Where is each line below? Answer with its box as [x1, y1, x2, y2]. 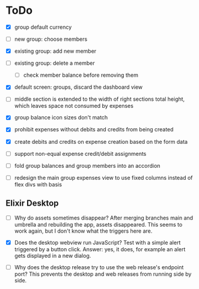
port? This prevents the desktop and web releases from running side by [14, 270, 192, 278]
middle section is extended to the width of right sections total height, [14, 95, 185, 103]
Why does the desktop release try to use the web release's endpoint [14, 263, 184, 270]
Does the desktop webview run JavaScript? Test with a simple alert [14, 239, 181, 246]
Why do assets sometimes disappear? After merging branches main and [14, 214, 194, 221]
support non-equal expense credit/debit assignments [14, 150, 147, 157]
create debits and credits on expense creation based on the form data [14, 138, 188, 145]
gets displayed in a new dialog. [14, 252, 91, 259]
